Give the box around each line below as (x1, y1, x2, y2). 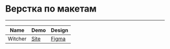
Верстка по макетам (5, 3, 97, 15)
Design (51, 26, 68, 33)
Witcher (8, 35, 27, 42)
